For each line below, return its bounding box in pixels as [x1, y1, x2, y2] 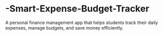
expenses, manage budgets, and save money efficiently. [5, 24, 124, 30]
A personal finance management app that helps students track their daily [5, 19, 158, 25]
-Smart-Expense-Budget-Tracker [5, 3, 149, 14]
